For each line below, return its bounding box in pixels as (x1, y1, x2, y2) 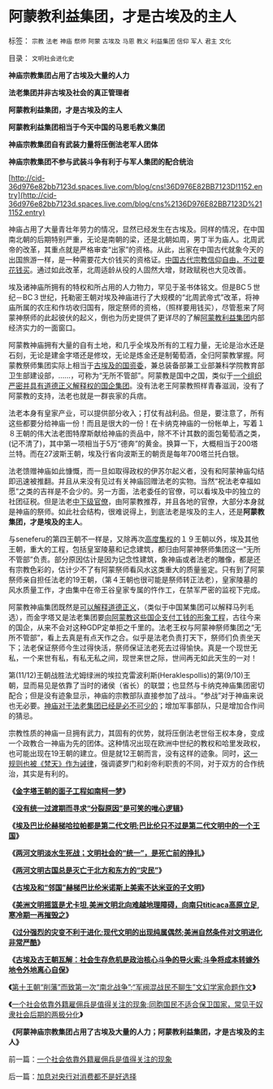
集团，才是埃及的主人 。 (8, 517, 87, 527)
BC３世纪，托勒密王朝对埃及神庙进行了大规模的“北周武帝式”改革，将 (22, 292, 253, 302)
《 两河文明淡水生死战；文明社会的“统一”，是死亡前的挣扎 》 (8, 848, 209, 857)
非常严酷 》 (8, 937, 45, 947)
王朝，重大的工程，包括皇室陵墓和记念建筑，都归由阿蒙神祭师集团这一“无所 (8, 544, 262, 553)
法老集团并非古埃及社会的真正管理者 (8, 87, 130, 98)
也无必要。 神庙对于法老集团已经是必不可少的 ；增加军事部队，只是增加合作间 (8, 701, 265, 710)
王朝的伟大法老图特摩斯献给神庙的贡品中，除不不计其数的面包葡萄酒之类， (15, 428, 265, 438)
